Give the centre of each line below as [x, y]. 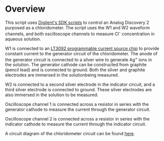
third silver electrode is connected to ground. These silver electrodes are [79, 90]
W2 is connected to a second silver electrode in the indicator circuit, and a [80, 84]
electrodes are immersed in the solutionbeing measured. [62, 75]
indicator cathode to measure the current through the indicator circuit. [76, 124]
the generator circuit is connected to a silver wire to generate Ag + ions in [79, 59]
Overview [25, 9]
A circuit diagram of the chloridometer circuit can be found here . [70, 134]
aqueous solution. [23, 39]
